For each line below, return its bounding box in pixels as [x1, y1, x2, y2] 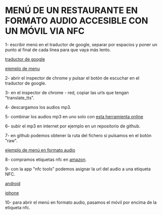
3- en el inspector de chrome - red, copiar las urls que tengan [5, 90, 129, 95]
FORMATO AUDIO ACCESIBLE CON [5, 15, 148, 26]
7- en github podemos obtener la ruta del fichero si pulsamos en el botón [5, 132, 152, 138]
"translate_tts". [5, 95, 35, 101]
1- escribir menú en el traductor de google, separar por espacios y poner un [5, 41, 157, 47]
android [5, 180, 21, 186]
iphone [5, 190, 19, 196]
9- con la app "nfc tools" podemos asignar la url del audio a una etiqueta [5, 166, 151, 172]
